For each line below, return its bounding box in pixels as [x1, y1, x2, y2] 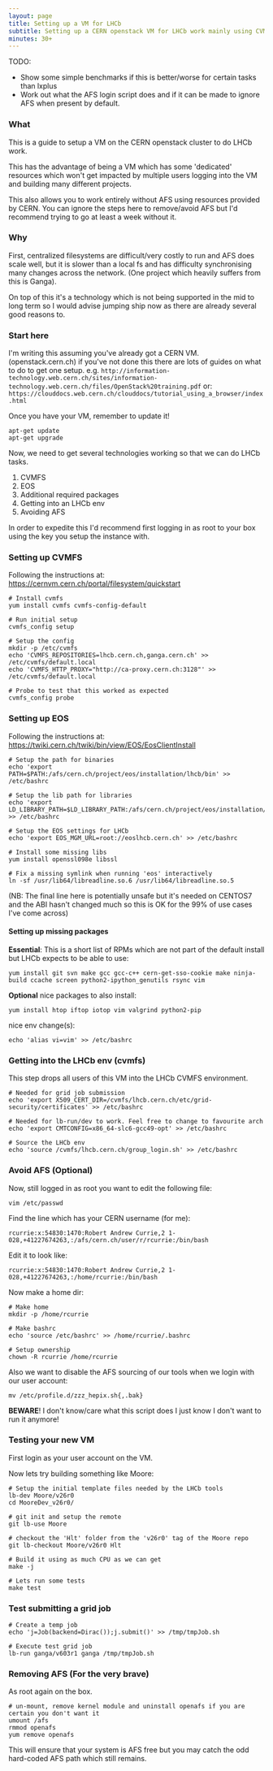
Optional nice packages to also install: [8, 990, 136, 1000]
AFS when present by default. [19, 98, 120, 108]
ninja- [233, 968, 256, 977]
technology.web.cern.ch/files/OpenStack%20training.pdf [8, 383, 201, 391]
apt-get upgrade [8, 434, 63, 443]
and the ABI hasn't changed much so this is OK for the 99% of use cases [8, 899, 253, 909]
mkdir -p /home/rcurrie [8, 1310, 89, 1319]
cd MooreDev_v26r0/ [8, 1498, 75, 1507]
